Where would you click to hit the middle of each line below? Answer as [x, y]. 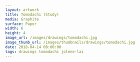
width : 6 [14, 28]
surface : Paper [21, 24]
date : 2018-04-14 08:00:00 [33, 47]
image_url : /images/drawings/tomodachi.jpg [51, 38]
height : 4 [15, 33]
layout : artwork [22, 10]
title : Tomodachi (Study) [32, 14]
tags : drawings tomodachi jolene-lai [44, 51]
